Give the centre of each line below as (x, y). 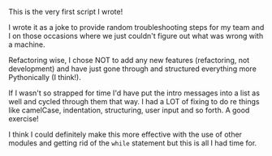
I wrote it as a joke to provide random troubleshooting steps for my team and (136, 27)
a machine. (27, 44)
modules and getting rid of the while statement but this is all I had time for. (133, 143)
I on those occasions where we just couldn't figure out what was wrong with (136, 36)
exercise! (24, 119)
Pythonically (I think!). (45, 77)
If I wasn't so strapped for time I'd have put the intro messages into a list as (134, 93)
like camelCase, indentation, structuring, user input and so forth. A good (129, 110)
